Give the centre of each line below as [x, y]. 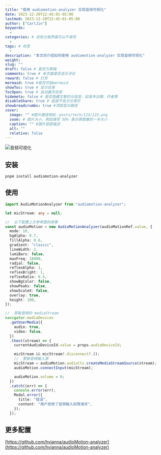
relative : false [26, 133]
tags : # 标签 [18, 46]
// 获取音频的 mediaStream [32, 313]
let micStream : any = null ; [34, 213]
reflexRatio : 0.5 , [28, 277]
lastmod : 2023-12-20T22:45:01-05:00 [42, 19]
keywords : [15, 28]
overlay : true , [25, 295]
